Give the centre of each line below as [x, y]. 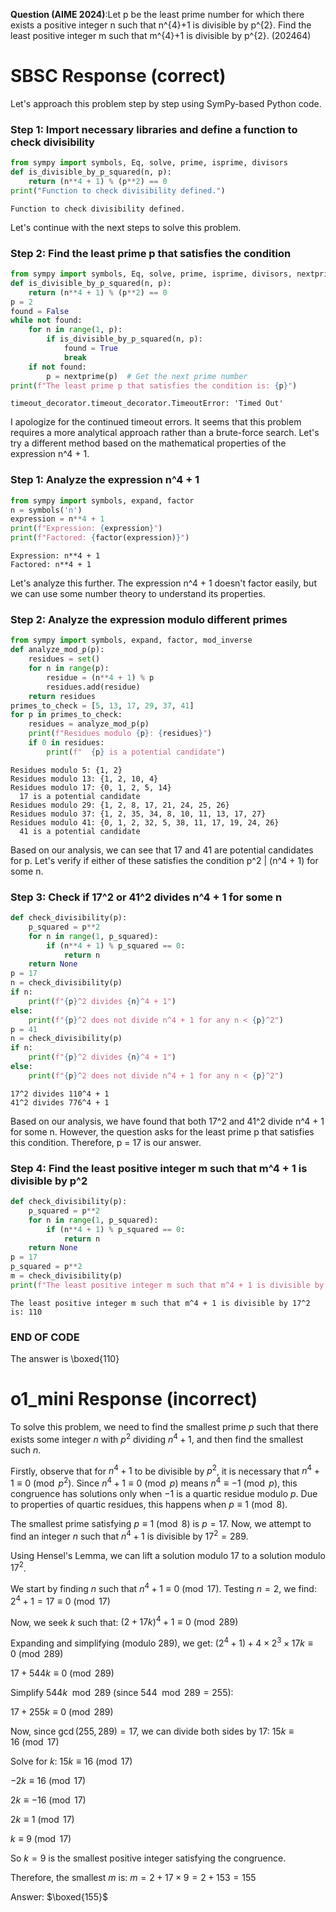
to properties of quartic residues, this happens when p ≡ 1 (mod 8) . [149, 1505]
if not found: [57, 367]
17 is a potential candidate [80, 796]
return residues [62, 696]
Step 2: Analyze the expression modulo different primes [149, 619]
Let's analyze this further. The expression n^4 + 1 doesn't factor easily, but [163, 583]
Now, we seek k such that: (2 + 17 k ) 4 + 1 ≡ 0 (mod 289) [124, 1621]
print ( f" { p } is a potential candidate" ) [136, 752]
